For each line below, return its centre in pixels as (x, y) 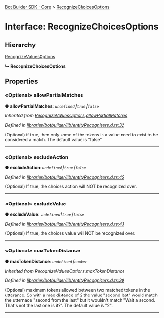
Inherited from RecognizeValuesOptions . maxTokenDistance (65, 271)
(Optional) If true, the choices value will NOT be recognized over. (70, 233)
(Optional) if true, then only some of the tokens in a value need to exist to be (82, 135)
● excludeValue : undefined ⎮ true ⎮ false (45, 214)
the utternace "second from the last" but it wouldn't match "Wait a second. (80, 300)
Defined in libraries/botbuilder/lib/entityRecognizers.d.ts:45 (65, 177)
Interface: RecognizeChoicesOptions (82, 27)
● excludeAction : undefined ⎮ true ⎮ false (46, 167)
